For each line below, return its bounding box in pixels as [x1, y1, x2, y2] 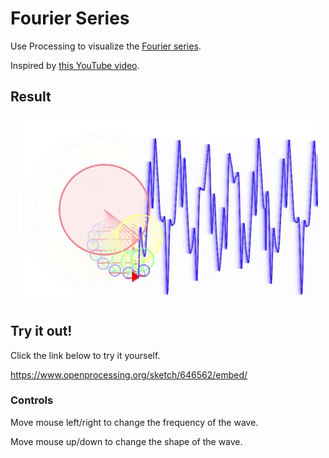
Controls [10, 393, 54, 407]
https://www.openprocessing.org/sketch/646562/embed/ [10, 368, 248, 381]
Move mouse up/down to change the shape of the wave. [10, 435, 243, 447]
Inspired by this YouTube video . [10, 59, 140, 71]
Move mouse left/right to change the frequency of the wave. [10, 416, 259, 428]
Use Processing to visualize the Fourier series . [10, 40, 202, 52]
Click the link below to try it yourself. [10, 349, 161, 361]
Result [10, 88, 52, 106]
